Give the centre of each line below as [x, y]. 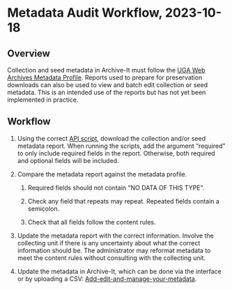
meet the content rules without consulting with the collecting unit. [111, 258]
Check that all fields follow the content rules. [92, 222]
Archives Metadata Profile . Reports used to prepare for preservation [105, 77]
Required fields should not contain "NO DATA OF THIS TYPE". [116, 188]
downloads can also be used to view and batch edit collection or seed [107, 85]
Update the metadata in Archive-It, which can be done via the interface [119, 271]
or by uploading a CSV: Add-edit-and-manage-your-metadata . [107, 278]
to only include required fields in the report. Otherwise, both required [116, 153]
